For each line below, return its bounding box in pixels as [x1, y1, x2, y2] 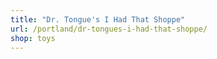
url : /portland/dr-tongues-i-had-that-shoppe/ [10, 24, 208, 34]
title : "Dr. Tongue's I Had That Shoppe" [10, 14, 186, 25]
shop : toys [10, 33, 56, 43]
